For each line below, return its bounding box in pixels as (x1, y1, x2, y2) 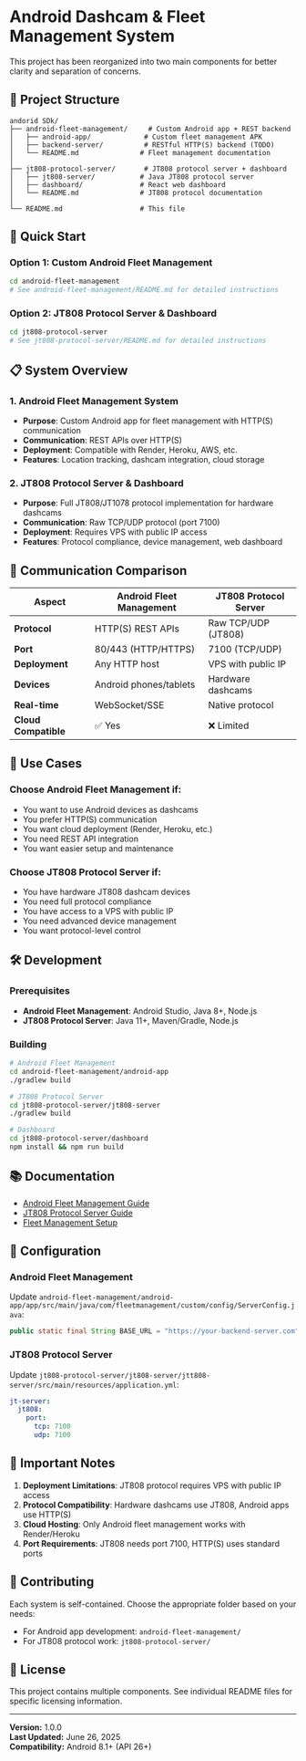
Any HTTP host (94, 658, 159, 671)
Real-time (14, 699, 59, 712)
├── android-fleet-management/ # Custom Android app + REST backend (9, 124, 291, 133)
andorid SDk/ (9, 116, 59, 125)
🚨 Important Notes (9, 1455, 116, 1471)
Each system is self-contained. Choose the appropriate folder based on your (9, 1599, 297, 1610)
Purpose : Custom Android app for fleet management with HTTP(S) (22, 415, 273, 426)
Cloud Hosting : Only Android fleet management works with (22, 1518, 246, 1529)
